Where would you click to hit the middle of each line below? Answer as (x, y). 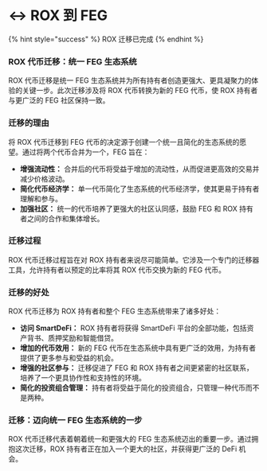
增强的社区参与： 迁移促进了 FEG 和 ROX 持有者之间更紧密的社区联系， (136, 368)
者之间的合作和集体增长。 (62, 218)
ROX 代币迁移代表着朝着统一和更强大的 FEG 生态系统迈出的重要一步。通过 (130, 439)
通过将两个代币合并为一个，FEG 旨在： (86, 152)
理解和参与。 (41, 198)
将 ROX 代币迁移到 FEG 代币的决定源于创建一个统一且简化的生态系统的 (124, 142)
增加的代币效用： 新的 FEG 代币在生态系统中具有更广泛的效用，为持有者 (138, 348)
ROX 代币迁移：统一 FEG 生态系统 (73, 61)
